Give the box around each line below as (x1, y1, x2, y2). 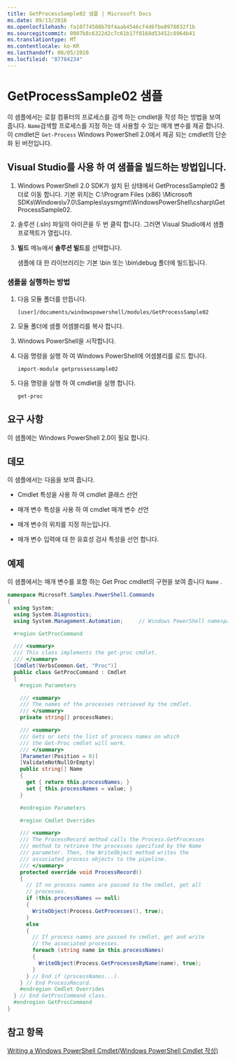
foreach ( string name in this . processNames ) (32, 946, 164, 954)
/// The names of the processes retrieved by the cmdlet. (20, 701, 192, 708)
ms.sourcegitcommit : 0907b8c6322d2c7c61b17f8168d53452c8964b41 (7, 29, 196, 37)
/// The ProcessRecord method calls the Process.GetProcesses (20, 836, 205, 844)
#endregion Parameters (20, 804, 86, 811)
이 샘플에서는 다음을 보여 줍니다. (7, 475, 96, 484)
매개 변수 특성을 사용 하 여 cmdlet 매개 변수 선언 (17, 505, 149, 514)
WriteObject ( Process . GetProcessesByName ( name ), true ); (38, 960, 201, 967)
